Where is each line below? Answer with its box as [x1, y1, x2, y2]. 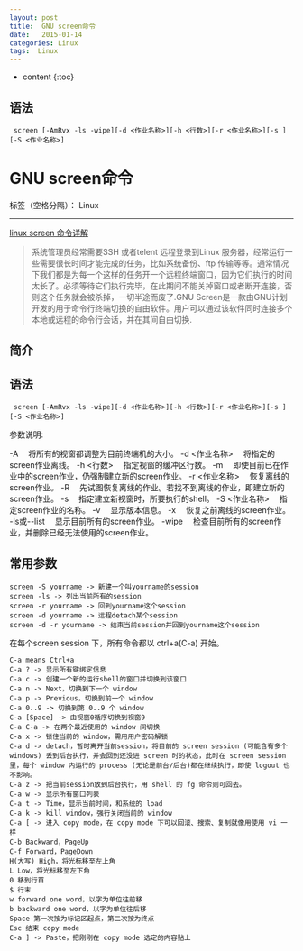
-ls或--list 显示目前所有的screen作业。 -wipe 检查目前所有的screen [9, 516, 274, 527]
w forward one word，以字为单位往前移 [9, 894, 142, 904]
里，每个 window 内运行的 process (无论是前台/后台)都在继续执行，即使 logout [9, 761, 280, 770]
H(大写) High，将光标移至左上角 [9, 856, 116, 865]
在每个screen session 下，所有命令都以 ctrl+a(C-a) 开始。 [9, 637, 225, 648]
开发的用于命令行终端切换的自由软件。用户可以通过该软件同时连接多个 [31, 303, 293, 314]
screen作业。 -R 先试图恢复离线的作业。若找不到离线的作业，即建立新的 [9, 482, 286, 493]
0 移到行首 [9, 875, 45, 884]
